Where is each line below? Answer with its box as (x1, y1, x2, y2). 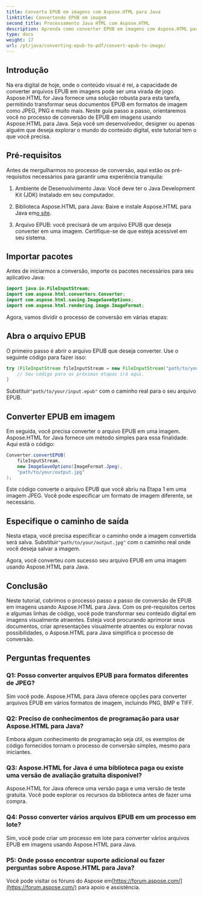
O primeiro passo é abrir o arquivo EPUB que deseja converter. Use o (6, 347, 179, 355)
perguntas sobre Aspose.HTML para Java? (6, 863, 135, 872)
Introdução (6, 65, 49, 76)
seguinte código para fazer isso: (6, 353, 86, 361)
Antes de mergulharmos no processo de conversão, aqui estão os (6, 166, 170, 173)
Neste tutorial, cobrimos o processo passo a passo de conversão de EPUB (6, 597, 192, 604)
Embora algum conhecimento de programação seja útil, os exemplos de (6, 736, 185, 743)
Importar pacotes (6, 251, 74, 261)
